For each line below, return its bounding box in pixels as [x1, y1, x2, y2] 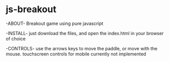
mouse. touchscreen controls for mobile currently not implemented [6, 51, 147, 57]
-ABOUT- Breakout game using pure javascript [6, 20, 103, 26]
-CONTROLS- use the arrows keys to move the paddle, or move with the [6, 45, 157, 51]
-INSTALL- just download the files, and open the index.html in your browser [6, 30, 164, 36]
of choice [6, 36, 26, 42]
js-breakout [6, 4, 57, 15]
